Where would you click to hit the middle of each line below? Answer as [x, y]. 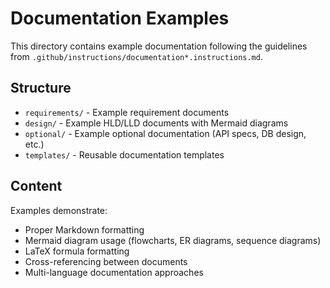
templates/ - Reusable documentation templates [124, 154]
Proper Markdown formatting [84, 229]
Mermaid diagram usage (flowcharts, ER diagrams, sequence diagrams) [173, 240]
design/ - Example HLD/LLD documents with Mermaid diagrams [156, 123]
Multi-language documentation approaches [114, 272]
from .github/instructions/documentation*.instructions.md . [136, 56]
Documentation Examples [120, 18]
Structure [41, 88]
